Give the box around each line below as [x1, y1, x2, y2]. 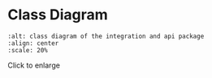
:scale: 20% [7, 46, 48, 54]
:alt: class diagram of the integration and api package [7, 32, 205, 40]
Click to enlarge [7, 60, 60, 70]
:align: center [7, 39, 59, 47]
